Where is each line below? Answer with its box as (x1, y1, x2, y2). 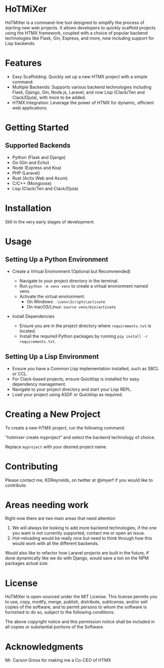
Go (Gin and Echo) (12, 159, 50, 165)
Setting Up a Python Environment (5, 255, 108, 264)
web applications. (12, 105, 48, 111)
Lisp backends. (5, 40, 36, 46)
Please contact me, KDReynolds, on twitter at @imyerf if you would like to (5, 477, 153, 483)
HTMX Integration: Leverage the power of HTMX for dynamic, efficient (12, 99, 154, 106)
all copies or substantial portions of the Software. (5, 624, 104, 630)
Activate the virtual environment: (19, 293, 85, 299)
